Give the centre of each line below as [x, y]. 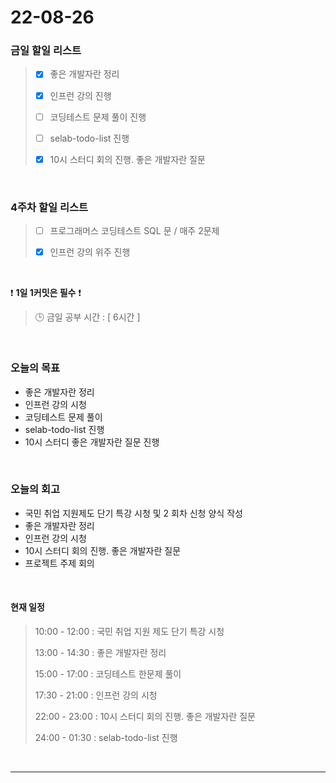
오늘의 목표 [35, 368]
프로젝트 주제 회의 [59, 563]
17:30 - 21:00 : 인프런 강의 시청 [96, 695]
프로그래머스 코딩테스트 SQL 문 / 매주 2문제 [134, 231]
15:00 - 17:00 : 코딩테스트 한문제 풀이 [108, 674]
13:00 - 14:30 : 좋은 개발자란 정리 [100, 653]
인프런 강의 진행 [80, 95]
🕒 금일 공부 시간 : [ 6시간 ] [87, 317]
